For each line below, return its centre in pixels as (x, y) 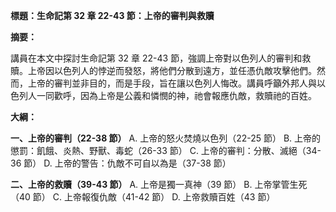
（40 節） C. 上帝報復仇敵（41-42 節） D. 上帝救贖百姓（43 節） (143, 197)
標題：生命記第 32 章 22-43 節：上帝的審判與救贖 (112, 15)
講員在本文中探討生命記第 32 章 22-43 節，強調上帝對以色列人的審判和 (156, 58)
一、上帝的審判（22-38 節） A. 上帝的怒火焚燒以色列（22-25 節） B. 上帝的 (166, 138)
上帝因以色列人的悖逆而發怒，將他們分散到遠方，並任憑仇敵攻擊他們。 (172, 70)
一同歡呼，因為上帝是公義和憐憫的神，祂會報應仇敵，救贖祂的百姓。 (176, 95)
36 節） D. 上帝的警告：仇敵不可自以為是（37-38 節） (121, 163)
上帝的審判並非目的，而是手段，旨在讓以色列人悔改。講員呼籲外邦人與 (172, 83)
